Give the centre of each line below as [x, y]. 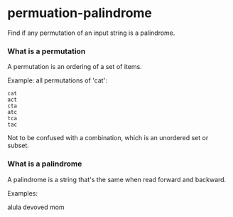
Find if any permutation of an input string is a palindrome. [91, 33]
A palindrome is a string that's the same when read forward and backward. [117, 179]
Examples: [22, 193]
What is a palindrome [45, 164]
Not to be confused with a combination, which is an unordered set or [108, 138]
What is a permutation [47, 51]
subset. [18, 145]
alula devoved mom [36, 207]
